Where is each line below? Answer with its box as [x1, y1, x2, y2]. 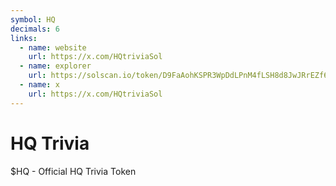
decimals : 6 [10, 24, 60, 34]
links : [10, 33, 38, 43]
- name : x [19, 80, 60, 90]
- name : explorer [19, 61, 92, 71]
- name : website [19, 42, 87, 53]
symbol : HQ [10, 14, 56, 25]
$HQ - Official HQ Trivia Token [10, 165, 137, 177]
